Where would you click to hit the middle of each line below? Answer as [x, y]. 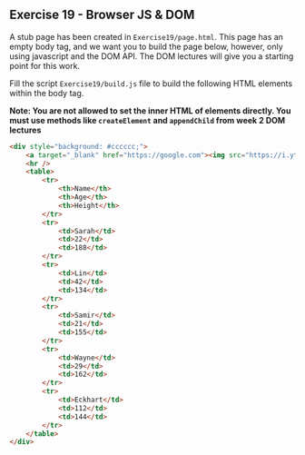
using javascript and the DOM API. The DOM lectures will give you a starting [152, 56]
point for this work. [44, 65]
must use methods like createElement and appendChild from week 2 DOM [148, 120]
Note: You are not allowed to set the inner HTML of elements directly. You [150, 110]
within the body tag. [47, 93]
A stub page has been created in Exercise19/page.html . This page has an [147, 36]
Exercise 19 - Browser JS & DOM [102, 15]
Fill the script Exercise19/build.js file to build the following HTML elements [151, 83]
